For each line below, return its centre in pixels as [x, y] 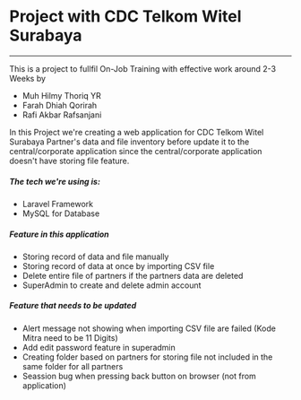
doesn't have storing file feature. [69, 161]
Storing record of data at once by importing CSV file [118, 265]
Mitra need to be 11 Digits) [70, 337]
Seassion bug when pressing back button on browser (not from [139, 376]
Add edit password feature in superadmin [99, 347]
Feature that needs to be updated [73, 306]
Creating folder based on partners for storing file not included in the [147, 357]
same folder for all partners [73, 366]
